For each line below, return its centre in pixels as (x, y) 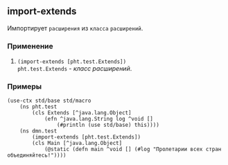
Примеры (25, 87)
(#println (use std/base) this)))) (108, 125)
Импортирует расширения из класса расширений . (75, 28)
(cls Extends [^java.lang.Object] (82, 113)
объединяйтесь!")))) (37, 155)
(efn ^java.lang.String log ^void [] (99, 119)
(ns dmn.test (38, 131)
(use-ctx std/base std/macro (49, 101)
